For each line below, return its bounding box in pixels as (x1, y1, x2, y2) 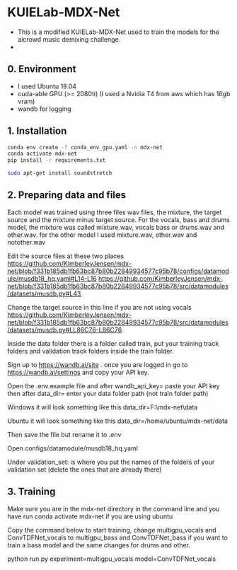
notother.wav (7, 238, 46, 246)
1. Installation (7, 125, 67, 137)
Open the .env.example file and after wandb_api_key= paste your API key (7, 381, 220, 390)
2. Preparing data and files (7, 189, 127, 202)
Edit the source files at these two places (7, 252, 125, 260)
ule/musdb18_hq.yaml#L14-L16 (7, 274, 97, 283)
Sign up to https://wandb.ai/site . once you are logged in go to (7, 360, 188, 368)
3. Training (7, 486, 56, 498)
